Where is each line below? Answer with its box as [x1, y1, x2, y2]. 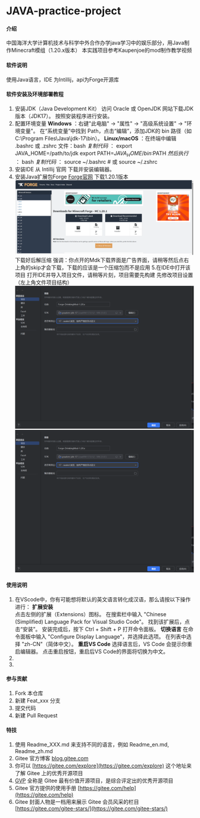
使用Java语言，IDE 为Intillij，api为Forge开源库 [6, 76, 119, 83]
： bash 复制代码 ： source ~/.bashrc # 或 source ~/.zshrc [14, 158, 158, 165]
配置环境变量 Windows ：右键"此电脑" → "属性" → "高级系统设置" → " [14, 120, 187, 127]
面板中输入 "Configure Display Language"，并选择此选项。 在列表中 [20, 633, 186, 640]
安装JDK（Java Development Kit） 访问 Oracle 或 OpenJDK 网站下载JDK [14, 105, 194, 112]
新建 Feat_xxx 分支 [14, 697, 61, 704]
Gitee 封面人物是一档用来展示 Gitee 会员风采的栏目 [14, 798, 139, 805]
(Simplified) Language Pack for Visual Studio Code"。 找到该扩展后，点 [14, 618, 190, 625]
